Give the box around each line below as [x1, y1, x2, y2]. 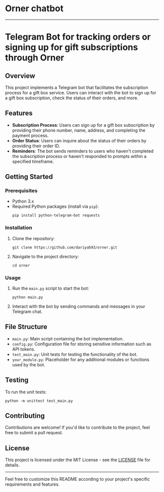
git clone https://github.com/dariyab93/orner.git [12, 245, 118, 250]
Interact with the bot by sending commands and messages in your [12, 304, 145, 310]
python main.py [12, 295, 43, 300]
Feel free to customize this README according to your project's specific [5, 476, 150, 482]
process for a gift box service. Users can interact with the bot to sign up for [5, 89, 157, 95]
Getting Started [5, 173, 53, 181]
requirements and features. [5, 481, 60, 487]
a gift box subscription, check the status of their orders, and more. [5, 95, 139, 101]
